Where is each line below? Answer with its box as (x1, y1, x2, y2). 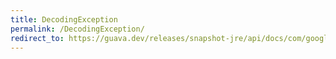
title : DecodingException (10, 14, 118, 25)
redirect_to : (10, 33, 65, 43)
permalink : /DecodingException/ (10, 24, 145, 34)
